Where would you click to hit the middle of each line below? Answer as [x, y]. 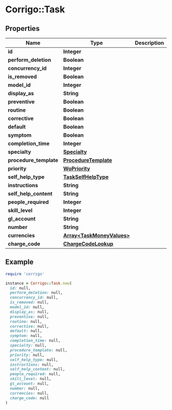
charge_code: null [30, 398]
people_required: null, [35, 374]
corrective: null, [30, 326]
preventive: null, [30, 317]
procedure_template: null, [39, 350]
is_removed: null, [30, 302]
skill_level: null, [31, 379]
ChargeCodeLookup [88, 244]
